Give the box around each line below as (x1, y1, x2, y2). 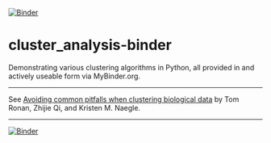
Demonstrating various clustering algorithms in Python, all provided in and (8, 62, 255, 72)
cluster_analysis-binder (8, 36, 172, 54)
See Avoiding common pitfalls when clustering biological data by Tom (8, 94, 240, 104)
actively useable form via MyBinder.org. (8, 71, 141, 81)
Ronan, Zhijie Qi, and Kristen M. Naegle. (8, 103, 141, 112)
